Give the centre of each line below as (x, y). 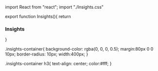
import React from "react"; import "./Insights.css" (54, 7)
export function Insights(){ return (38, 16)
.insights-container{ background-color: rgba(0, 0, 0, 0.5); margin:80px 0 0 (79, 49)
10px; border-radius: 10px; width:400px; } (47, 54)
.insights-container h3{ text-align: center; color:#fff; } (58, 64)
